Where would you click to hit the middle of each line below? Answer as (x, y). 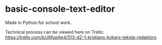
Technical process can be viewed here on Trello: (55, 32)
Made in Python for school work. (38, 22)
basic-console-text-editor (60, 9)
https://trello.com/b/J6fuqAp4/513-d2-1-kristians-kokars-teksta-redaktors (81, 37)
